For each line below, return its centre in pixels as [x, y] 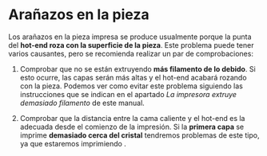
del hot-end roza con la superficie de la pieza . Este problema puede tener [131, 45]
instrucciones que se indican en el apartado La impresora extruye [128, 94]
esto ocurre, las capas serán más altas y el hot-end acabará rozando [133, 77]
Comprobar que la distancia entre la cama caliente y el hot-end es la [132, 118]
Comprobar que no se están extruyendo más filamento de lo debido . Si [137, 68]
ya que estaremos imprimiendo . [73, 143]
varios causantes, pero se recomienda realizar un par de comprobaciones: [131, 53]
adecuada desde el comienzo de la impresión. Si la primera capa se [132, 127]
